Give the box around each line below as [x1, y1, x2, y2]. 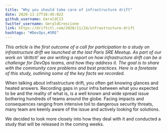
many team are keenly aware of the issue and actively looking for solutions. [5, 106, 160, 112]
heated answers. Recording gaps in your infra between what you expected [5, 85, 159, 91]
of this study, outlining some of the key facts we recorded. [5, 70, 125, 76]
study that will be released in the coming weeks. [5, 121, 105, 127]
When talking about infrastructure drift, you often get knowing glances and [5, 80, 159, 86]
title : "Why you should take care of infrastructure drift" [5, 7, 133, 12]
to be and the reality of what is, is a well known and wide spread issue [5, 90, 149, 96]
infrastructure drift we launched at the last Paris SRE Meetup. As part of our [5, 49, 162, 55]
